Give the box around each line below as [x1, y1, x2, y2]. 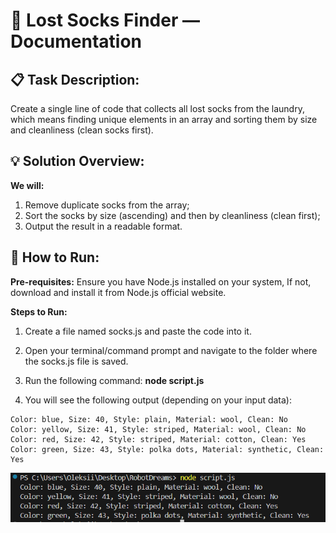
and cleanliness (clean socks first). [10, 124, 154, 136]
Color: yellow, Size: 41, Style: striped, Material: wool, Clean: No [10, 424, 307, 434]
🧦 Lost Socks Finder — [10, 9, 200, 32]
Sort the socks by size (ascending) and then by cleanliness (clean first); [24, 209, 321, 221]
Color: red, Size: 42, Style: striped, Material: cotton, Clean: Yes [10, 434, 307, 444]
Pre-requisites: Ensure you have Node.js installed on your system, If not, [10, 275, 312, 288]
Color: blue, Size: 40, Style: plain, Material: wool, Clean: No [10, 414, 288, 424]
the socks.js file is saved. [24, 355, 129, 367]
